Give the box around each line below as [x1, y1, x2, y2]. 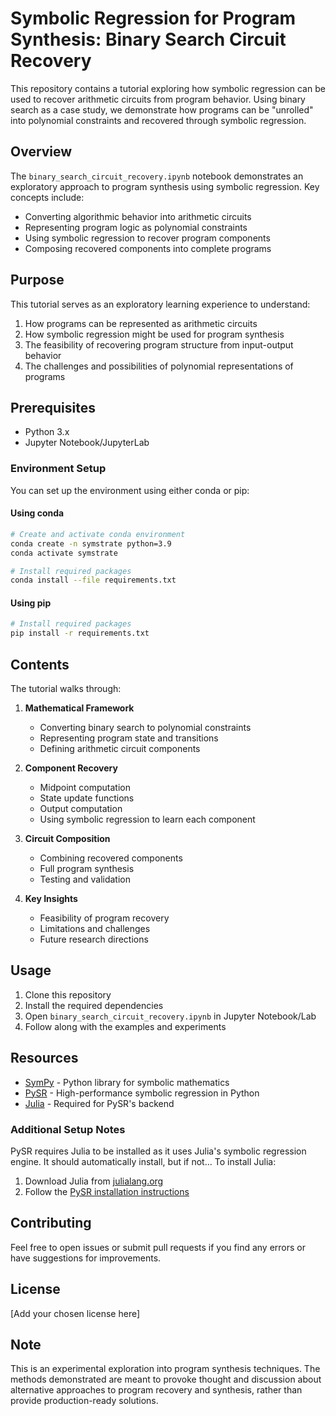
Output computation [39, 803, 123, 815]
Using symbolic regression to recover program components [24, 232, 271, 244]
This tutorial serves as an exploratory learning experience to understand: [10, 298, 311, 310]
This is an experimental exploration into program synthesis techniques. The [10, 1363, 321, 1375]
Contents [10, 656, 70, 673]
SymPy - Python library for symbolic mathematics [24, 1076, 230, 1088]
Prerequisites [10, 399, 96, 416]
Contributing [10, 1215, 92, 1232]
